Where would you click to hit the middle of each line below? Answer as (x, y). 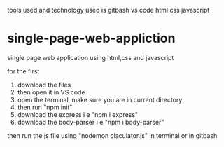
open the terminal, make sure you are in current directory (100, 99)
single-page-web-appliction (91, 38)
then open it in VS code (51, 92)
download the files (44, 85)
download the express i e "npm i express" (78, 114)
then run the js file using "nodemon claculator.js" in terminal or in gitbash (112, 135)
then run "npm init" (45, 107)
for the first (23, 71)
